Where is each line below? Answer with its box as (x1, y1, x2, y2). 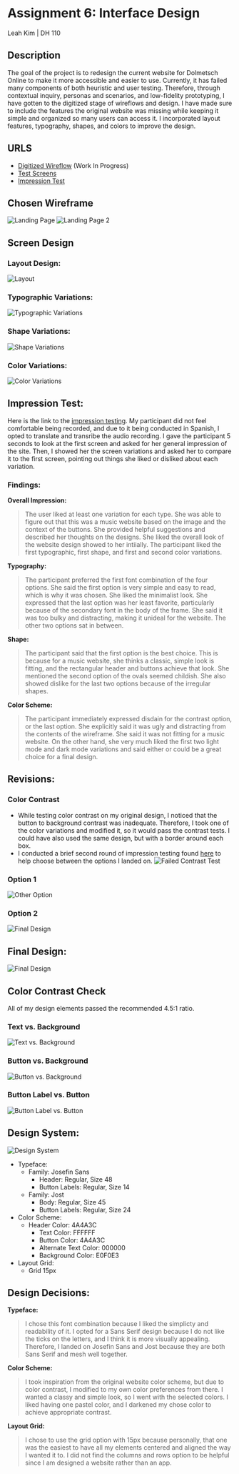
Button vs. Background (7, 1056, 88, 1066)
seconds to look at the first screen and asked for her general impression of (7, 439, 228, 447)
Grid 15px (28, 1266, 57, 1275)
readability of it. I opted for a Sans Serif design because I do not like (24, 1327, 225, 1336)
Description (7, 49, 61, 61)
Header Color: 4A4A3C (28, 1220, 98, 1229)
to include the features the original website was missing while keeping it (7, 106, 219, 115)
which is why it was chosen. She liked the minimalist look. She (24, 591, 208, 600)
